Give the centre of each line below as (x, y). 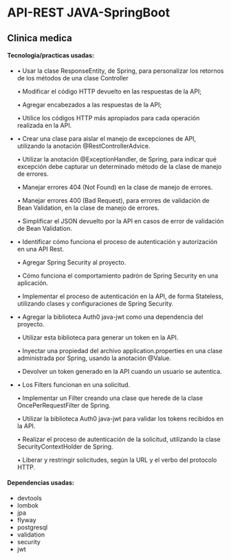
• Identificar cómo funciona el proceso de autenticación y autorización (117, 241)
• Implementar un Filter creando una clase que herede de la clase (110, 398)
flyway (26, 519)
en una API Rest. (40, 249)
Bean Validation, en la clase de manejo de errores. (88, 208)
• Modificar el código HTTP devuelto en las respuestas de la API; (109, 91)
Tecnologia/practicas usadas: (51, 56)
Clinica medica (40, 38)
